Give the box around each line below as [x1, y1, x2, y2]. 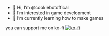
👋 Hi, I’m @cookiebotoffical [12, 5, 69, 10]
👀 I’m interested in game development [12, 10, 91, 16]
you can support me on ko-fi [5, 25, 64, 31]
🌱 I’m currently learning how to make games [12, 15, 104, 21]
